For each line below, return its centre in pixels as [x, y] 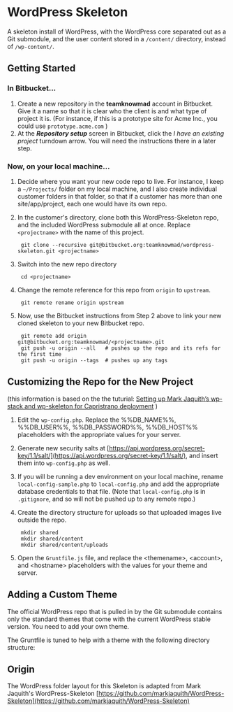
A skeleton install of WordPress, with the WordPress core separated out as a [117, 31]
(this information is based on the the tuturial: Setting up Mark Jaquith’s [108, 399]
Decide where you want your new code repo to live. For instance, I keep [121, 181]
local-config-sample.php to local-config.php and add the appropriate [118, 484]
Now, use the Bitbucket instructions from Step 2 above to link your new [119, 315]
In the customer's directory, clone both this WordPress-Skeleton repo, [118, 217]
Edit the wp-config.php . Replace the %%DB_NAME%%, [97, 420]
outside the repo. [42, 520]
